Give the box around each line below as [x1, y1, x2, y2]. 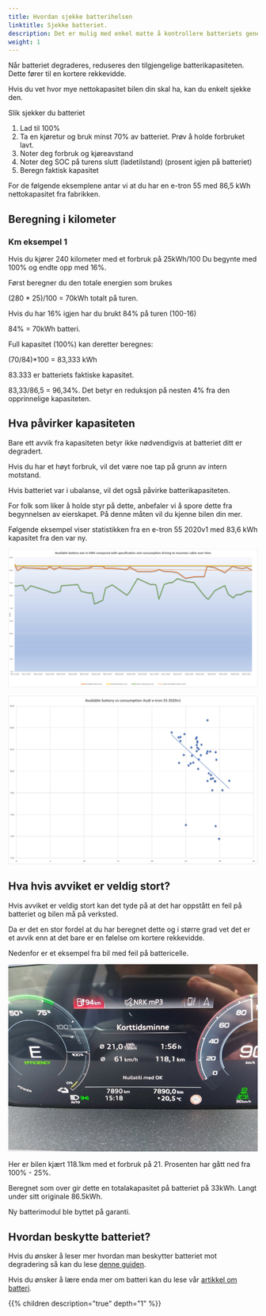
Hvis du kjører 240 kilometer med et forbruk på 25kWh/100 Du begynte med [8, 254, 257, 263]
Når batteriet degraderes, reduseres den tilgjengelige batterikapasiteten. [8, 60, 245, 71]
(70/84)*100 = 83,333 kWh [8, 354, 97, 364]
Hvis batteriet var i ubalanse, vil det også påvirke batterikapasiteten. [8, 485, 230, 495]
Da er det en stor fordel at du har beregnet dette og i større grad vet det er [8, 924, 251, 934]
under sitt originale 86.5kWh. [8, 1192, 103, 1201]
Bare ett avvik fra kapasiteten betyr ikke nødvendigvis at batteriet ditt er [8, 438, 243, 447]
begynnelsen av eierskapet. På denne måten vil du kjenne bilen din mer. [8, 509, 243, 518]
